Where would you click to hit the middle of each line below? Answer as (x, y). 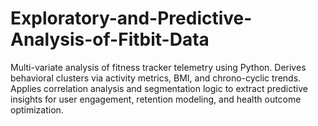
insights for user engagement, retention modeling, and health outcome (156, 99)
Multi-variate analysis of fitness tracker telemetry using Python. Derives (158, 67)
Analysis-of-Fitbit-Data (110, 39)
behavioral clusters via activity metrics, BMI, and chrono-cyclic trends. (156, 78)
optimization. (37, 109)
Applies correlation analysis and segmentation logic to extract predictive (159, 88)
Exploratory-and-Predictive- (131, 18)
